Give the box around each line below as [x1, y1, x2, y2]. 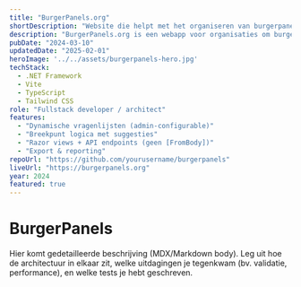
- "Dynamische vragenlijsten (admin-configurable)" [17, 122, 215, 131]
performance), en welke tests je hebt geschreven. [9, 267, 193, 278]
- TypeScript [17, 88, 66, 97]
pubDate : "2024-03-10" [9, 38, 94, 48]
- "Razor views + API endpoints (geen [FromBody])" [17, 138, 215, 147]
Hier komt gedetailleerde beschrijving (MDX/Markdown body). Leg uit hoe [9, 248, 282, 259]
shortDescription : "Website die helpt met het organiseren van [9, 22, 251, 30]
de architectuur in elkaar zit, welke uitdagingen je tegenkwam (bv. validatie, [9, 257, 288, 269]
